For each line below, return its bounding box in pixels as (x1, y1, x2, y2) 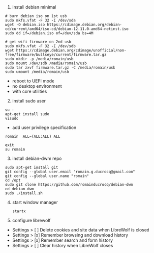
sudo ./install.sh (5, 191, 43, 196)
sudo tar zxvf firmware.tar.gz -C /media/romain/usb (5, 65, 116, 70)
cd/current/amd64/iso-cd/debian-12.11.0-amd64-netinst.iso (5, 26, 129, 31)
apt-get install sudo (5, 112, 50, 117)
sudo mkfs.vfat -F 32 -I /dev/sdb (5, 44, 76, 49)
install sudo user (12, 98, 46, 103)
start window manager (12, 200, 58, 205)
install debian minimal (12, 4, 57, 10)
